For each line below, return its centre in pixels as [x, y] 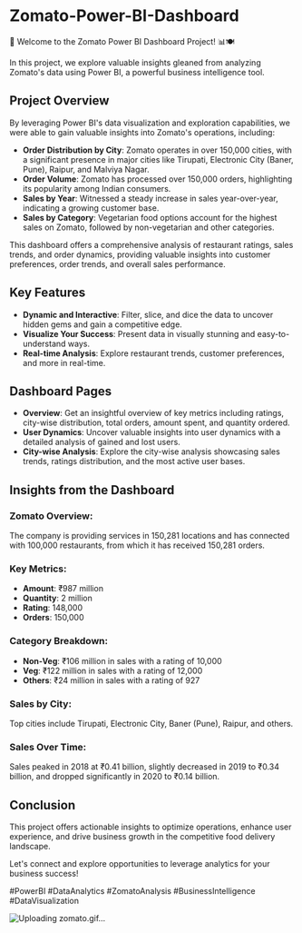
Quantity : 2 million [57, 598]
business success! [44, 874]
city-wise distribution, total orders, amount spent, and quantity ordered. [156, 422]
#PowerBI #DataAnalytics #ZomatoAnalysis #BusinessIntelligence [132, 891]
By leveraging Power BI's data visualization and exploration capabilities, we [150, 123]
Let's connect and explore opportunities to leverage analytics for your [140, 864]
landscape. [30, 847]
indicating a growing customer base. [91, 208]
